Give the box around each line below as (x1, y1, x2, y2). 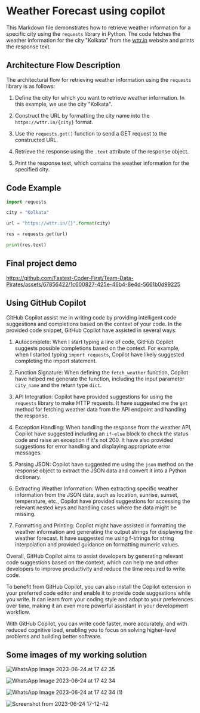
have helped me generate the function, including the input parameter (14, 375, 185, 382)
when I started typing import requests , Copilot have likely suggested (14, 351, 184, 358)
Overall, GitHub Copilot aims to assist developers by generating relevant (6, 552, 183, 560)
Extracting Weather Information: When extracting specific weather (14, 485, 178, 492)
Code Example (6, 183, 61, 193)
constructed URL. (14, 136, 59, 143)
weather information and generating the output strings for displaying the (14, 528, 193, 535)
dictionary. (14, 473, 42, 480)
